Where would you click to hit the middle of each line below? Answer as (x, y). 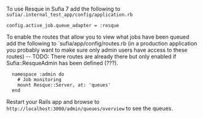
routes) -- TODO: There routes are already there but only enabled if (91, 57)
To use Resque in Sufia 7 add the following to (63, 9)
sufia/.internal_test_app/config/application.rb (70, 15)
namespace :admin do (38, 74)
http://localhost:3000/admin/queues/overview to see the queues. (90, 108)
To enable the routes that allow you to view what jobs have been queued (98, 37)
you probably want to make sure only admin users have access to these (97, 50)
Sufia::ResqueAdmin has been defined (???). (62, 63)
